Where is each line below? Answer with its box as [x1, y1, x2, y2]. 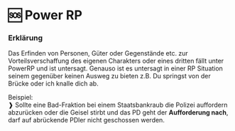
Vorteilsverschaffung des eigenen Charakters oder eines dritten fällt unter [8, 57, 224, 65]
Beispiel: [8, 93, 33, 102]
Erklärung [8, 33, 43, 43]
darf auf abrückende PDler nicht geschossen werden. [8, 116, 165, 125]
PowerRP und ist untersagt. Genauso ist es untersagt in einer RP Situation [8, 64, 223, 73]
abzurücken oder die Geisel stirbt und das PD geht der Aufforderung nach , [8, 108, 229, 117]
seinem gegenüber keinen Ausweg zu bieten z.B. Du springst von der [8, 72, 212, 80]
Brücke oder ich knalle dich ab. [8, 79, 99, 88]
